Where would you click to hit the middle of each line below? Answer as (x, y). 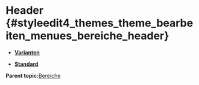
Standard (26, 64)
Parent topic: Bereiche (33, 75)
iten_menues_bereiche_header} (87, 36)
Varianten (27, 52)
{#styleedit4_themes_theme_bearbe (99, 23)
